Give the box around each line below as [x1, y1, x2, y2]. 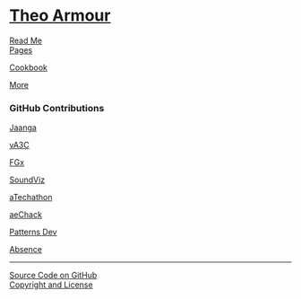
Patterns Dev [9, 226, 57, 238]
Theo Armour [9, 5, 111, 26]
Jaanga [9, 122, 38, 133]
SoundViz [9, 174, 46, 185]
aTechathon [9, 192, 53, 203]
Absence [9, 244, 43, 255]
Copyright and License [9, 279, 93, 290]
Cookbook [9, 62, 47, 73]
